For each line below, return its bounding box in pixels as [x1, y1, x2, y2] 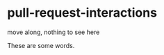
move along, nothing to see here [7, 28, 100, 36]
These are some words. [7, 41, 75, 49]
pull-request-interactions [7, 5, 158, 21]
